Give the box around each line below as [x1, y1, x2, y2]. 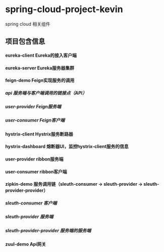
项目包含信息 [5, 37, 45, 46]
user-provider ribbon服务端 [5, 156, 64, 162]
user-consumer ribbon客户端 [5, 169, 67, 175]
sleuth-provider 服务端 [5, 214, 53, 220]
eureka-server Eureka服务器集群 [5, 65, 75, 71]
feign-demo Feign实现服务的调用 [5, 77, 75, 83]
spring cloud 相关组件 [5, 21, 50, 27]
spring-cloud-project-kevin [5, 4, 123, 15]
